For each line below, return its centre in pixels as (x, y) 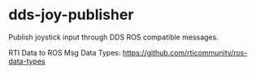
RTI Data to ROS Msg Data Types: (65, 52)
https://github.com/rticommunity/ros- (185, 52)
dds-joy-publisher (71, 15)
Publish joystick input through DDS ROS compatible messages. (114, 37)
